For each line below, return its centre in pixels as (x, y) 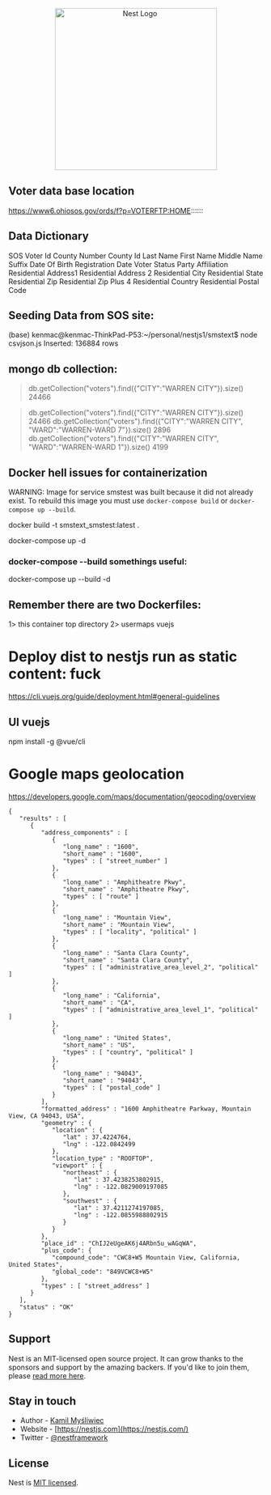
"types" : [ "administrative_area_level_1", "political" (161, 1009)
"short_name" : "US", (99, 1045)
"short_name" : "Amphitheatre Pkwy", (126, 889)
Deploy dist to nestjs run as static (123, 657)
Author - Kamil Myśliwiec (62, 1421)
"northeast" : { (90, 1172)
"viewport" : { (77, 1166)
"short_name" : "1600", (103, 854)
